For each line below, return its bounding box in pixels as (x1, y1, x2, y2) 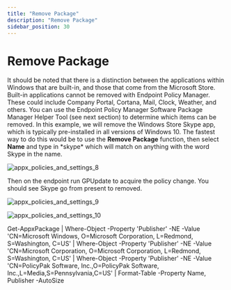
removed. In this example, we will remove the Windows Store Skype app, (7, 120, 216, 129)
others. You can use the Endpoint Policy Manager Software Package (7, 106, 203, 114)
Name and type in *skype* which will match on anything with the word (7, 143, 210, 151)
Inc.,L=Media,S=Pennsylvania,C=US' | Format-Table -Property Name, (7, 269, 207, 277)
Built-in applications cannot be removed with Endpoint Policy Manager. (7, 91, 210, 99)
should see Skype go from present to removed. (7, 184, 143, 193)
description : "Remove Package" (7, 17, 98, 24)
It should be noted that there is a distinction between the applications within (7, 76, 225, 84)
